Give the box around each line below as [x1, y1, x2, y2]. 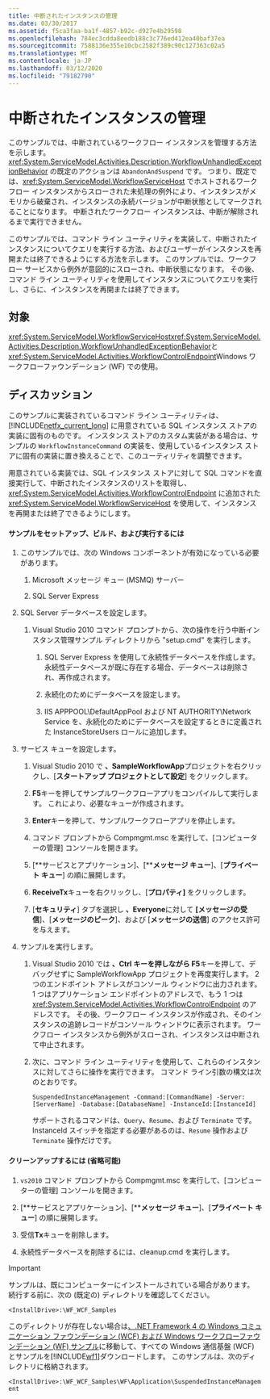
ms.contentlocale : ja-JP [8, 57, 92, 65]
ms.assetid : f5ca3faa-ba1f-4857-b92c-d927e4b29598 [8, 27, 182, 35]
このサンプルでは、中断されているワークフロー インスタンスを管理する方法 [8, 137, 257, 147]
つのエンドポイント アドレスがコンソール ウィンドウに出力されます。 [31, 979, 262, 989]
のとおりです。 [31, 1077, 82, 1087]
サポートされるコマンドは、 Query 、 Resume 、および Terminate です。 [31, 1116, 256, 1125]
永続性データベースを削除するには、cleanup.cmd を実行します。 [19, 1246, 235, 1256]
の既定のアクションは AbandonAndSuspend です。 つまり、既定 [49, 166, 251, 176]
